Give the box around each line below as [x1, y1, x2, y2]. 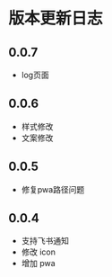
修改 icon [21, 246, 56, 257]
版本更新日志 [8, 8, 104, 29]
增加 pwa [21, 258, 56, 269]
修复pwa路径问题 [21, 183, 85, 194]
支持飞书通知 [21, 236, 69, 246]
